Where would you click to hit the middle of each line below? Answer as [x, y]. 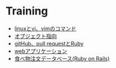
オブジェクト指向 [35, 36]
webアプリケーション [41, 51]
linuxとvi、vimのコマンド [45, 28]
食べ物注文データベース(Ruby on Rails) [62, 58]
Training [27, 11]
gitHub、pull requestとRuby [49, 43]
